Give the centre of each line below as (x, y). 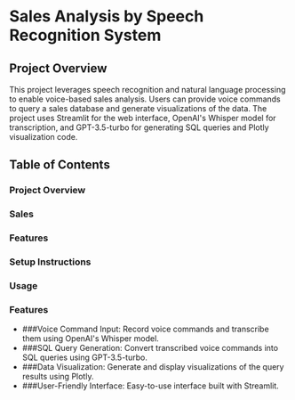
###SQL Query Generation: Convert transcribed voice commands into (150, 348)
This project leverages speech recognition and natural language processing (147, 90)
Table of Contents (60, 165)
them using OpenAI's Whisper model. (91, 339)
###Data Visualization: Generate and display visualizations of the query (153, 367)
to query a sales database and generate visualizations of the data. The (138, 108)
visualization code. (44, 137)
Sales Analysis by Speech (107, 16)
